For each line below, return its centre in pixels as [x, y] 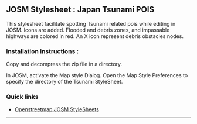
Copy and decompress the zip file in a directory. [64, 64]
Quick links [23, 97]
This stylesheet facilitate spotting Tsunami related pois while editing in [91, 23]
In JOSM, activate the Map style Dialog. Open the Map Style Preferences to [97, 75]
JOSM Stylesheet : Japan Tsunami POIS [80, 10]
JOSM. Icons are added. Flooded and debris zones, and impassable [88, 30]
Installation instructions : [43, 51]
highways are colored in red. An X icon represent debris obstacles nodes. [95, 36]
